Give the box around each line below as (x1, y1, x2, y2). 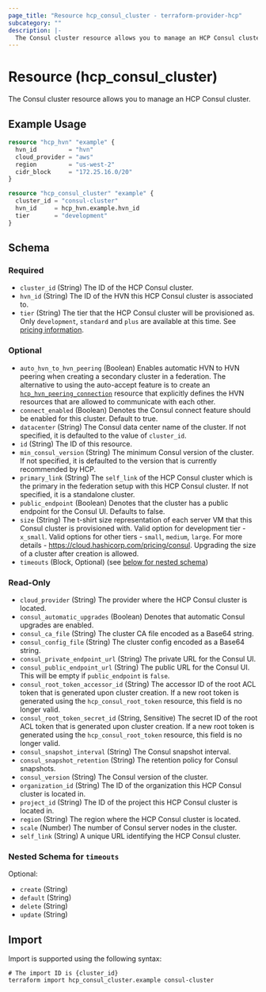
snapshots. (19, 763, 56, 773)
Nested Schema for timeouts (8, 851, 120, 862)
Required (8, 264, 44, 276)
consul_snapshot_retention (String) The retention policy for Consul (19, 755, 238, 765)
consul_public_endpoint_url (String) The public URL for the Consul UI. (19, 662, 250, 672)
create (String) (19, 885, 69, 894)
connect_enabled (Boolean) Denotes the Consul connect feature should (19, 405, 251, 415)
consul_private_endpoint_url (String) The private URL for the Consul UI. (19, 654, 256, 663)
